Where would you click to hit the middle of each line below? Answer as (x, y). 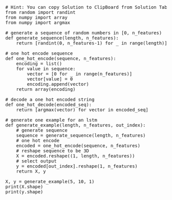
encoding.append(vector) (58, 84)
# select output (37, 161)
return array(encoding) (46, 89)
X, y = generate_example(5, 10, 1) (50, 182)
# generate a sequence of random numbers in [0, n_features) (84, 33)
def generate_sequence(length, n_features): (62, 38)
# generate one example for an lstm (51, 120)
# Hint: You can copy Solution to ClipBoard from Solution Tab (86, 7)
